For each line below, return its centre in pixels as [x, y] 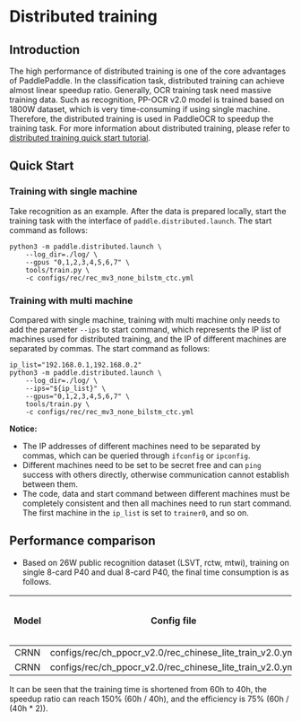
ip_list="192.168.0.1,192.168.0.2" [76, 365]
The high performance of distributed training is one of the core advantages [148, 71]
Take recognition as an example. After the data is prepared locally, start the [148, 211]
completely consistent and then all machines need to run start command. [157, 503]
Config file [174, 621]
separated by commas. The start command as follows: [110, 348]
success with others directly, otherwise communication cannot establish [155, 474]
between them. [50, 484]
